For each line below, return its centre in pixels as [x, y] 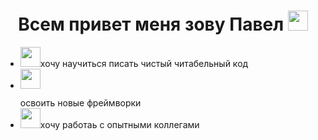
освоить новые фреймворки [80, 102]
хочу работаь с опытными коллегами [119, 124]
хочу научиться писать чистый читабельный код [144, 63]
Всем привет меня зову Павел [151, 24]
